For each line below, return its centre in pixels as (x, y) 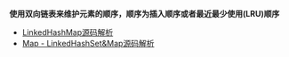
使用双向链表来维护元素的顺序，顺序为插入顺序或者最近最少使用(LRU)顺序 (144, 14)
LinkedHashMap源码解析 (68, 32)
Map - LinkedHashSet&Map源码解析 (88, 43)
